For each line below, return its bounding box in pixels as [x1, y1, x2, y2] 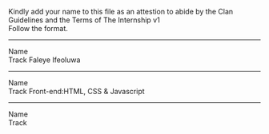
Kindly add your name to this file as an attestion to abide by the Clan [8, 7, 234, 16]
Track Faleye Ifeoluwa [8, 55, 81, 65]
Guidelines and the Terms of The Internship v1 [8, 15, 160, 25]
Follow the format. [8, 24, 68, 33]
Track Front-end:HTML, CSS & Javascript [8, 87, 146, 96]
